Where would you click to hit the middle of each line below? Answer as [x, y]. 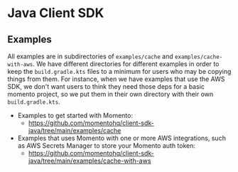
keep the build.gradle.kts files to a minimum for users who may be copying [119, 71]
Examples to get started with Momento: [75, 115]
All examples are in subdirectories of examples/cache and [90, 56]
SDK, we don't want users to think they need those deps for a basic [106, 86]
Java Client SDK [56, 13]
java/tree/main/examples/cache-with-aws [90, 161]
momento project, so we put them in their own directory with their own [110, 94]
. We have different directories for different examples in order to [126, 64]
